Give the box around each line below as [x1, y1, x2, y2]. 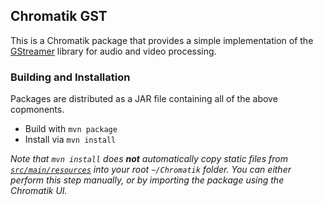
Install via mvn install [24, 134, 117, 146]
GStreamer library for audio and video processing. [10, 45, 217, 57]
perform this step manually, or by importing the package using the [10, 174, 285, 186]
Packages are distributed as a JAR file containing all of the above [10, 93, 278, 105]
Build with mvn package [24, 123, 118, 135]
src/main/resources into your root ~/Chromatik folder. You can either [10, 164, 292, 176]
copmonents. [10, 104, 65, 116]
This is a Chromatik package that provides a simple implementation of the [10, 34, 314, 46]
